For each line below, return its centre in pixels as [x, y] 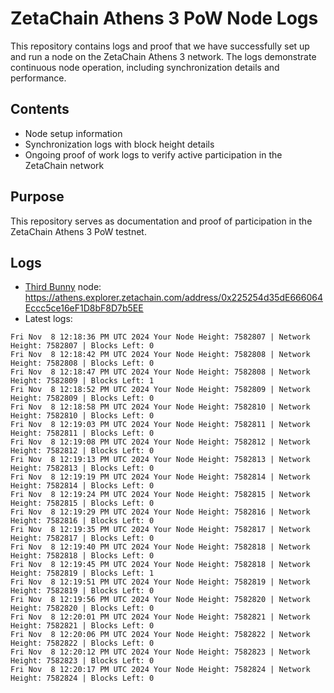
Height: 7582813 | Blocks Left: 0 [82, 468]
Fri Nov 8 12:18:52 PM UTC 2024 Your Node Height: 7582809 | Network [160, 390]
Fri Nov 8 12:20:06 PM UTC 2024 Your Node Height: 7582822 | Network [160, 635]
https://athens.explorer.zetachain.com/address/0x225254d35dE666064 [173, 298]
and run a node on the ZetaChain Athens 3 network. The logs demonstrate [163, 56]
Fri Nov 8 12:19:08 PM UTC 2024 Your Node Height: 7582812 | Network [160, 442]
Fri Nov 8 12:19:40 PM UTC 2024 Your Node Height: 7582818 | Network [160, 547]
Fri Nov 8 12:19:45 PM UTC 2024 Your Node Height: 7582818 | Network [160, 565]
